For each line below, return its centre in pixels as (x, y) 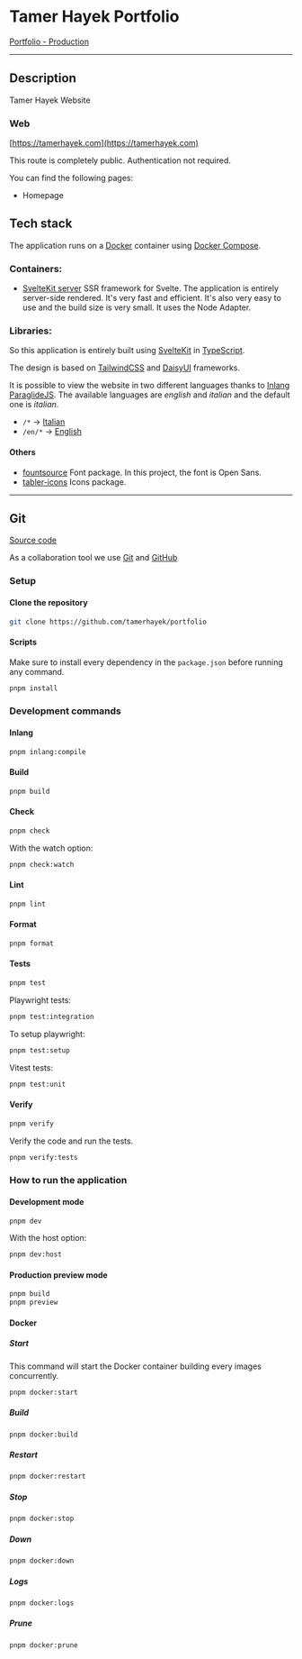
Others (22, 452)
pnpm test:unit (38, 1084)
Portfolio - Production (49, 41)
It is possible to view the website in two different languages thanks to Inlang (150, 386)
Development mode (47, 1201)
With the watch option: (51, 848)
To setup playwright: (47, 1034)
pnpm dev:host (36, 1254)
